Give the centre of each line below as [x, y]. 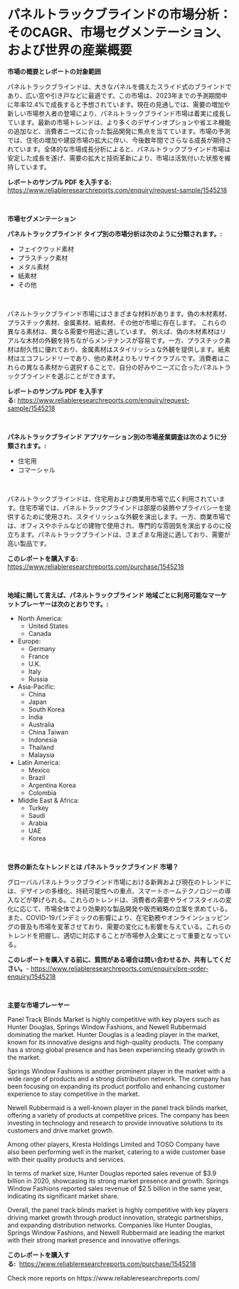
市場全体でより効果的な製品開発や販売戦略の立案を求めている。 [138, 909]
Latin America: [39, 762]
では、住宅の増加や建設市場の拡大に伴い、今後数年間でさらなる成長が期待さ [119, 140]
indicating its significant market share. [63, 1196]
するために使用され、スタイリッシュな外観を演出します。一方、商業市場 [119, 516]
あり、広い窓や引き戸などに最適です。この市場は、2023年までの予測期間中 [117, 95]
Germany [42, 648]
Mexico [39, 770]
